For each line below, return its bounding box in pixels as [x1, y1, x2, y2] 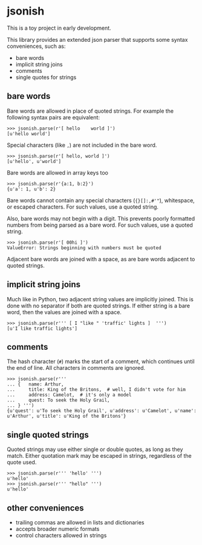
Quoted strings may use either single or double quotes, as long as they [7, 446, 183, 453]
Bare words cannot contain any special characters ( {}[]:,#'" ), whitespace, [7, 196, 195, 204]
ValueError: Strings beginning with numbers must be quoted [7, 244, 162, 251]
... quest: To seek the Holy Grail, [7, 397, 111, 404]
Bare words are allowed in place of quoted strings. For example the [7, 107, 174, 115]
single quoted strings [7, 429, 90, 440]
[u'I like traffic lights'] [7, 326, 78, 332]
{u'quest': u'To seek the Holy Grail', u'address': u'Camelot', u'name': [7, 408, 197, 414]
